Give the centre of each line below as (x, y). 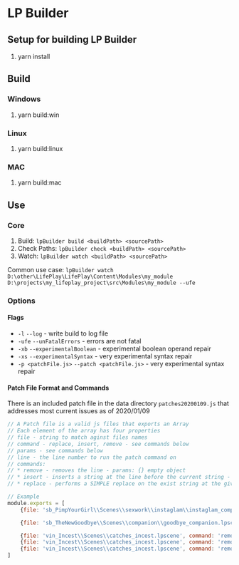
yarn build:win (38, 115)
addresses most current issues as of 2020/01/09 (79, 411)
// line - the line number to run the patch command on (92, 457)
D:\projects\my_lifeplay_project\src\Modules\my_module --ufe (101, 283)
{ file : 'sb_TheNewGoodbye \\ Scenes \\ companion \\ (92, 523)
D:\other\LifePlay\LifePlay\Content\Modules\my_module (90, 276)
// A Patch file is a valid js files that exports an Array (99, 424)
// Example (23, 497)
